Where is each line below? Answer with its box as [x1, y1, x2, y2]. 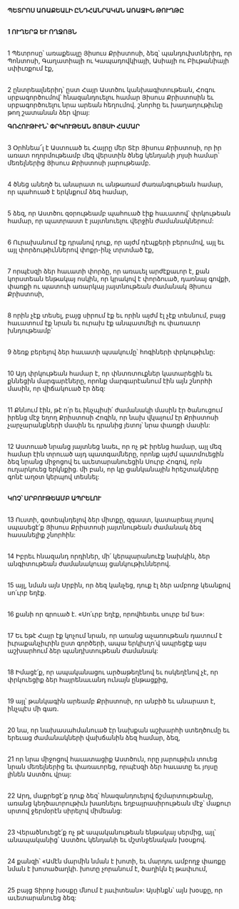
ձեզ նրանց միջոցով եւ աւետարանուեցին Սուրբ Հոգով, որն [7, 457, 203, 466]
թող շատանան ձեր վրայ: [7, 108, 91, 116]
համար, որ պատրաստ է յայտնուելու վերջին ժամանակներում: [7, 217, 214, 225]
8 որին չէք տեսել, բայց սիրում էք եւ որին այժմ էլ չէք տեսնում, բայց [7, 311, 226, 320]
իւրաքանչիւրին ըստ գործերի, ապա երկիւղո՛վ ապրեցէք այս [7, 639, 207, 647]
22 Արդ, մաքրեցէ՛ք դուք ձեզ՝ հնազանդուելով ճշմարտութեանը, [7, 791, 214, 800]
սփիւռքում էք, [7, 64, 54, 72]
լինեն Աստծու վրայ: [7, 770, 72, 778]
